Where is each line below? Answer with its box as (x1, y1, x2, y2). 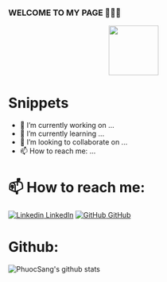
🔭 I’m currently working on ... (19, 121, 115, 130)
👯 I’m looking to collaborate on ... (19, 137, 128, 147)
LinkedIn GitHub (45, 211, 131, 220)
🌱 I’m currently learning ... (19, 129, 105, 138)
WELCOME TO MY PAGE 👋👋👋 (8, 7, 122, 18)
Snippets (8, 95, 69, 112)
